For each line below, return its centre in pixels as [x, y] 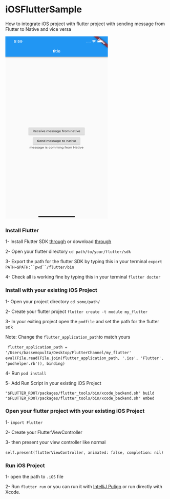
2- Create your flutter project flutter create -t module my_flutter [77, 311]
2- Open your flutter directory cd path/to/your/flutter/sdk [68, 252]
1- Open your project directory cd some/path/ [53, 301]
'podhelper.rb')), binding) [35, 363]
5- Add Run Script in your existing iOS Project [53, 383]
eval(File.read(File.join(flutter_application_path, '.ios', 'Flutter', [84, 358]
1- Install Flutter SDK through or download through [58, 242]
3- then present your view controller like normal [56, 442]
